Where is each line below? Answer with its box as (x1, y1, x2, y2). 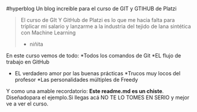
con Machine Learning (20, 29, 76, 36)
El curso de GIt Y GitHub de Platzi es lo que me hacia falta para (20, 17, 175, 23)
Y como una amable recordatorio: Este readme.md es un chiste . (6, 88, 164, 94)
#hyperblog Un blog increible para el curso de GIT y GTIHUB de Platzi (6, 5, 177, 12)
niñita (29, 41, 43, 47)
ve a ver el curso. (6, 100, 49, 107)
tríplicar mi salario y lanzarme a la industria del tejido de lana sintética (20, 23, 191, 30)
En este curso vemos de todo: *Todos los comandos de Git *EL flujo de (6, 52, 182, 59)
